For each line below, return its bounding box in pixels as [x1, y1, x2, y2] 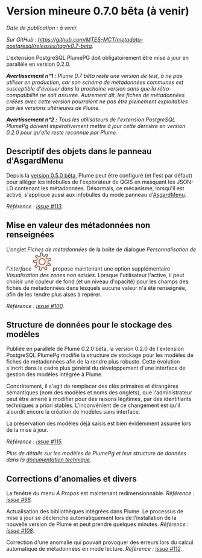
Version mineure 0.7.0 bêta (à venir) [6, 4, 190, 18]
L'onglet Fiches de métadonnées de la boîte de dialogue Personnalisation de [6, 246, 197, 253]
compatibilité [6, 91, 39, 98]
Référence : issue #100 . [6, 302, 65, 309]
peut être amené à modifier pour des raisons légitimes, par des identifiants [6, 396, 192, 403]
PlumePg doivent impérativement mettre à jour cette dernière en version [6, 122, 186, 129]
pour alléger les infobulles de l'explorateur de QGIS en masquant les [6, 178, 175, 185]
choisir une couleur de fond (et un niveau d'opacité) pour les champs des [6, 278, 189, 285]
